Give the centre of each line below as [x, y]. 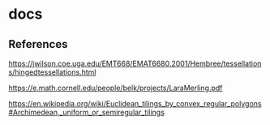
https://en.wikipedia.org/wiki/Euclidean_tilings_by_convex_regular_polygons [135, 103]
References [38, 44]
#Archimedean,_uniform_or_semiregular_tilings [86, 112]
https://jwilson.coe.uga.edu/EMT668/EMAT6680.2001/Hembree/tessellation [135, 63]
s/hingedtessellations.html [52, 72]
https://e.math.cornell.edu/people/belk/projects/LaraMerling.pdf [116, 88]
